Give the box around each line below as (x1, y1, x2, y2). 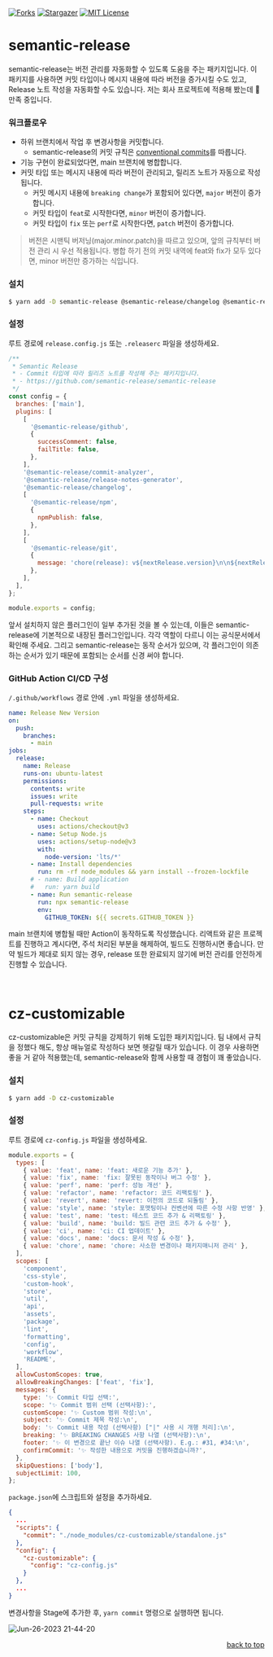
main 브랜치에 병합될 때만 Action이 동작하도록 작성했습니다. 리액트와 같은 (8, 929, 241, 939)
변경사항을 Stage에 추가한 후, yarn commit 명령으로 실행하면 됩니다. (8, 1607, 224, 1617)
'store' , (23, 1287, 53, 1295)
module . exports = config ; (8, 603, 96, 612)
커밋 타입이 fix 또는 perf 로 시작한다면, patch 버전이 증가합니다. (32, 218, 234, 228)
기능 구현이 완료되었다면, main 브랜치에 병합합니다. (19, 157, 182, 167)
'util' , (23, 1295, 49, 1303)
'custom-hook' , (23, 1279, 75, 1288)
